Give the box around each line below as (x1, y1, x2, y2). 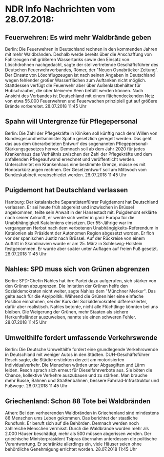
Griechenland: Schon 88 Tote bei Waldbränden (5, 397, 151, 405)
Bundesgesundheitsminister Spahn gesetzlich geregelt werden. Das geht (5, 135, 152, 141)
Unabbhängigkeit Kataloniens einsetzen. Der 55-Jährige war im (5, 220, 133, 226)
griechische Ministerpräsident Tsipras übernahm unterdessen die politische (5, 436, 157, 442)
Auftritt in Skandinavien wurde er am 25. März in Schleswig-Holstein (5, 240, 143, 246)
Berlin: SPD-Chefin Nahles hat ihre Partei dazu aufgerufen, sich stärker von (5, 278, 157, 284)
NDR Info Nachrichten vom (5, 3, 116, 15)
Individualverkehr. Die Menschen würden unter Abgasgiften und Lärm (5, 362, 145, 368)
